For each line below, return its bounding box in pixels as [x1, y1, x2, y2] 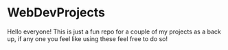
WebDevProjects [7, 5, 105, 21]
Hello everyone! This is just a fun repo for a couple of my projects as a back [7, 27, 221, 36]
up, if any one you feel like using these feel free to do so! [7, 34, 168, 42]
